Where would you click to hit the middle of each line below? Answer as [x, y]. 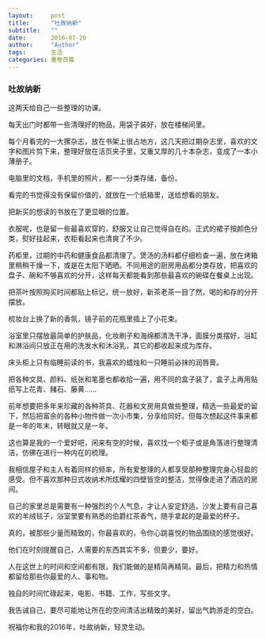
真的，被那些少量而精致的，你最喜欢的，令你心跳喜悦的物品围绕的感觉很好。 [133, 533]
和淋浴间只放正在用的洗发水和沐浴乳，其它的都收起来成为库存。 [112, 346]
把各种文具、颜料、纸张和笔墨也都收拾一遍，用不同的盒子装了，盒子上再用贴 [133, 379]
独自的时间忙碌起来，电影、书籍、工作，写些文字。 [91, 593]
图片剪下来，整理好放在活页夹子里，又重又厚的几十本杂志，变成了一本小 [140, 151]
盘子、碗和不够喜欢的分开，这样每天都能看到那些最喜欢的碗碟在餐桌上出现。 [133, 275]
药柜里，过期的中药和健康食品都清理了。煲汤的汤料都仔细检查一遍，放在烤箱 [133, 255]
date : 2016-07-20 [47, 38]
